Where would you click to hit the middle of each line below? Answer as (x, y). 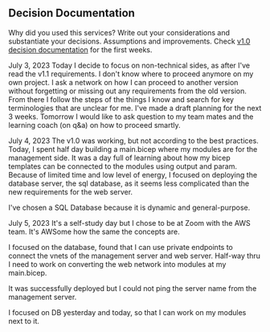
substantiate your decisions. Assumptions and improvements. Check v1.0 (129, 41)
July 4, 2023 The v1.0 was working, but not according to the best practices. (133, 141)
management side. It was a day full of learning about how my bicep (119, 158)
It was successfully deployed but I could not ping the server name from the (133, 288)
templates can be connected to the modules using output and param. (123, 166)
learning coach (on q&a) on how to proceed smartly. (94, 125)
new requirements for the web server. (71, 191)
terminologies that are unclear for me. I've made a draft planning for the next (135, 108)
